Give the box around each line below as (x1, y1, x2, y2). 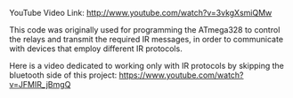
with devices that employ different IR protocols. (9, 43, 183, 54)
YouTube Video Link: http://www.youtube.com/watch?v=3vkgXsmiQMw (9, 8, 273, 18)
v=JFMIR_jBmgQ (9, 79, 71, 89)
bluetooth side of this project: (9, 70, 118, 80)
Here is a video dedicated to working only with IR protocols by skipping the (9, 61, 285, 71)
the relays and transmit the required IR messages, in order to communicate (9, 34, 283, 44)
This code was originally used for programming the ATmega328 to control (9, 25, 281, 34)
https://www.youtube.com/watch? (118, 70, 244, 80)
